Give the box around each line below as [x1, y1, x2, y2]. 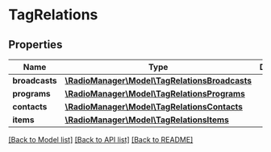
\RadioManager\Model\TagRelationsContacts [65, 101, 244, 112]
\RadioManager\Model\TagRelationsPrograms [65, 88, 246, 99]
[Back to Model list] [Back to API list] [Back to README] [8, 135, 194, 144]
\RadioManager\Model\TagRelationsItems [65, 114, 230, 125]
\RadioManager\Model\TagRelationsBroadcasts [65, 75, 252, 86]
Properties [8, 38, 63, 51]
